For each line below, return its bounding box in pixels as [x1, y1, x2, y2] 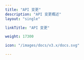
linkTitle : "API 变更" [5, 25, 50, 30]
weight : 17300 [5, 34, 34, 39]
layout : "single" [5, 16, 41, 21]
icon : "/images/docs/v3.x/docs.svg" [5, 43, 80, 48]
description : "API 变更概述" [5, 12, 62, 17]
